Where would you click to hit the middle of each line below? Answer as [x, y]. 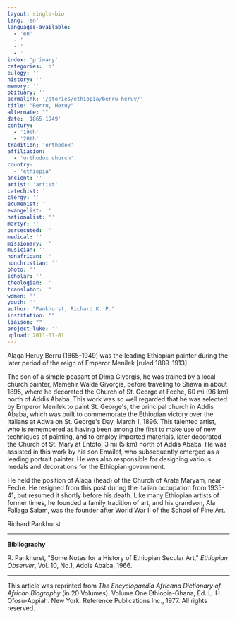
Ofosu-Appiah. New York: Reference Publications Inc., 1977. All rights [108, 600]
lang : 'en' [23, 20]
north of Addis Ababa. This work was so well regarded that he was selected [117, 399]
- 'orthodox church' [44, 158]
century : [20, 125]
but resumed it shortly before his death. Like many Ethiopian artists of [119, 495]
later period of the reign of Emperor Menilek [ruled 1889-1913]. [98, 363]
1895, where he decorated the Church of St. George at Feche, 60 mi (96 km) [118, 392]
